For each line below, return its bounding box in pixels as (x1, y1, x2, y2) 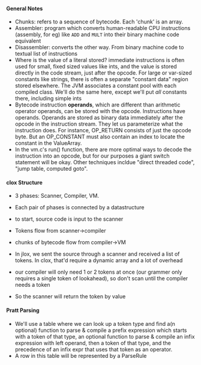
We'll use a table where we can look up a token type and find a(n (14, 320, 176, 327)
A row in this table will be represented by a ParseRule (14, 352, 147, 359)
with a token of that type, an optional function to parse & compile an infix (14, 333, 195, 340)
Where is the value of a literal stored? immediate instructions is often (14, 57, 185, 64)
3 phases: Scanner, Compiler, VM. (14, 192, 100, 200)
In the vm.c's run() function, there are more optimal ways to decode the (14, 146, 192, 153)
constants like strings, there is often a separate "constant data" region (14, 76, 188, 83)
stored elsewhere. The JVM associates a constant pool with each (14, 82, 177, 90)
